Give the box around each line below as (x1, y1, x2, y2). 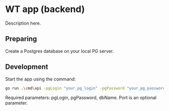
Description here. (5, 20, 41, 26)
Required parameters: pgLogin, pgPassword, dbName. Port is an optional (5, 94, 157, 101)
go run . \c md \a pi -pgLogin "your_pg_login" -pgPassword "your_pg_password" (5, 85, 167, 91)
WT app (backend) (5, 4, 85, 15)
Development (5, 63, 49, 71)
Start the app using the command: (5, 76, 76, 82)
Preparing (5, 35, 37, 43)
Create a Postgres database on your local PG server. (5, 48, 114, 54)
